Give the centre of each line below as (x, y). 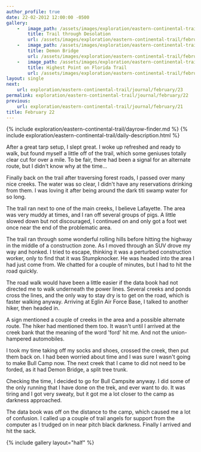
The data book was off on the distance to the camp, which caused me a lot (98, 412)
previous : (19, 101)
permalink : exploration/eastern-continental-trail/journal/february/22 (97, 95)
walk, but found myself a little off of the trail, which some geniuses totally (96, 153)
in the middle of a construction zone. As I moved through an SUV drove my (98, 246)
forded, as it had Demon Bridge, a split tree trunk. (67, 370)
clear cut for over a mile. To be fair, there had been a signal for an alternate (98, 160)
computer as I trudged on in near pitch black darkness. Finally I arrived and (99, 425)
